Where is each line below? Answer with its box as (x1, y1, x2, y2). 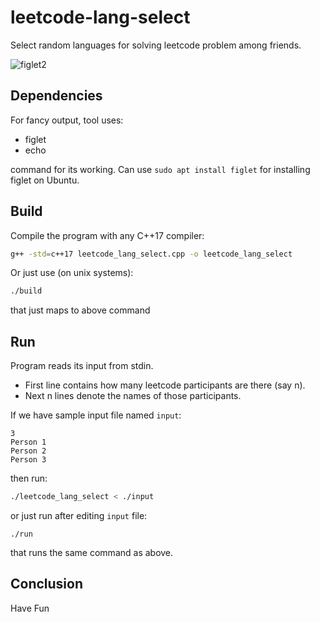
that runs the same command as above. (10, 547, 174, 558)
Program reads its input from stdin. (10, 360, 154, 372)
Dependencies (10, 87, 103, 105)
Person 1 (10, 437, 47, 448)
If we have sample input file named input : (10, 409, 182, 421)
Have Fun (10, 602, 50, 614)
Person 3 (10, 455, 47, 465)
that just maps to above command (10, 304, 151, 316)
